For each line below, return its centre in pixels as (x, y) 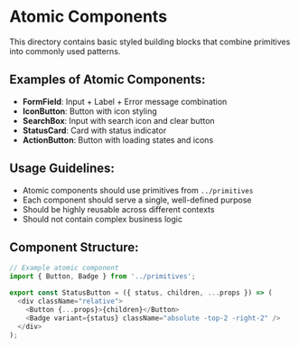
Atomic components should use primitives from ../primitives (138, 190)
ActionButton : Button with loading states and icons (118, 140)
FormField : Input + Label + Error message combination (125, 101)
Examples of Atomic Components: (107, 80)
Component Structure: (74, 247)
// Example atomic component (64, 268)
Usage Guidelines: (62, 169)
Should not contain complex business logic (103, 219)
